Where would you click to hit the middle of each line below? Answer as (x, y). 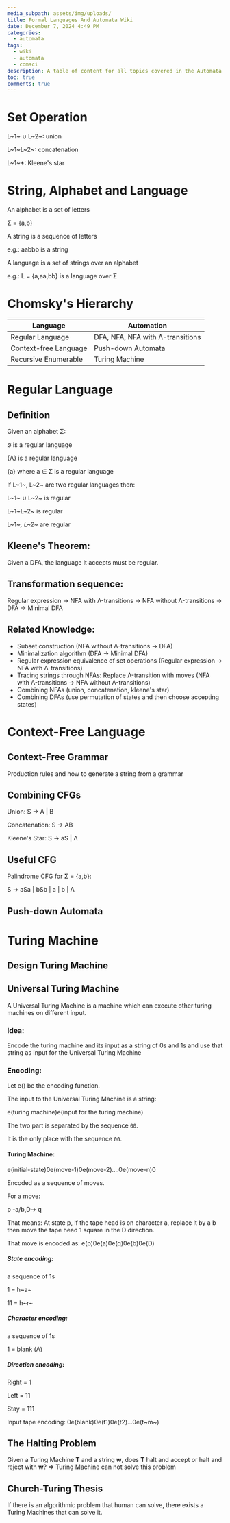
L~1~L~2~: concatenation (43, 150)
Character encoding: (38, 1318)
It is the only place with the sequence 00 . (64, 1138)
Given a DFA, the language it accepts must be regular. (83, 562)
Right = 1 (20, 1382)
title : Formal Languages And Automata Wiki (70, 20)
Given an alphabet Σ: (37, 432)
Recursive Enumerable (47, 359)
